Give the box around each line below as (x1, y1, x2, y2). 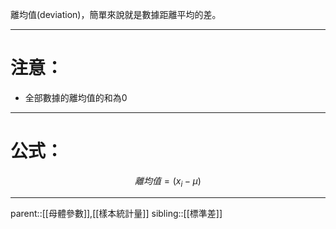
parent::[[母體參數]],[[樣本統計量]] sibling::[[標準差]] (10, 207, 223, 219)
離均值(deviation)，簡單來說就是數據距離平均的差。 (10, 9, 222, 20)
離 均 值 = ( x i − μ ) (134, 174, 202, 189)
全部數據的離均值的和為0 (24, 91, 128, 103)
